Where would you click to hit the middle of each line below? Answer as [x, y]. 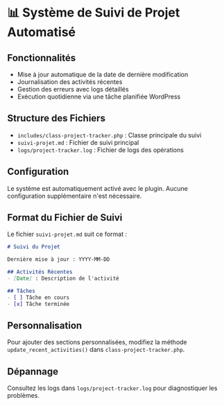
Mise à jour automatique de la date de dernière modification [103, 74]
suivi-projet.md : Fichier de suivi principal [78, 142]
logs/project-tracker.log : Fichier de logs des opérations [100, 150]
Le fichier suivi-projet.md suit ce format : [67, 234]
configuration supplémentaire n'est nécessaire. [75, 196]
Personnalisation [45, 325]
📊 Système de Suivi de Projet [94, 13]
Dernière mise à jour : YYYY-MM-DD [59, 260]
